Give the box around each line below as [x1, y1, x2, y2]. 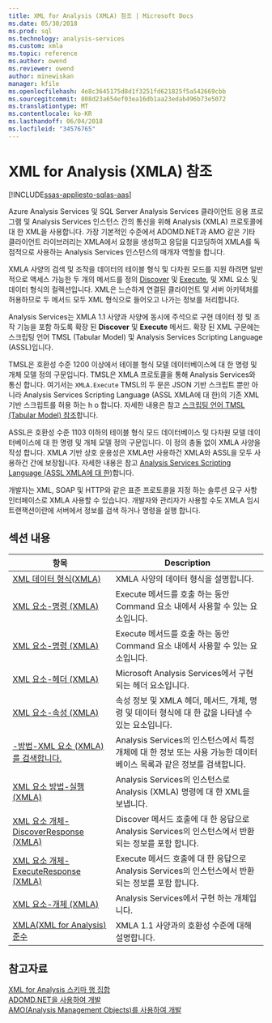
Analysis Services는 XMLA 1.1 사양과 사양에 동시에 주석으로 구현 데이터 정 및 [8, 311, 253, 321]
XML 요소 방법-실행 [12, 781, 85, 792]
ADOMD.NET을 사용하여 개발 [8, 995, 101, 1005]
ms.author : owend [8, 58, 67, 66]
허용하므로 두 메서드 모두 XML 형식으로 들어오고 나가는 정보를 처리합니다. [8, 294, 240, 304]
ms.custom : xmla [8, 42, 63, 50]
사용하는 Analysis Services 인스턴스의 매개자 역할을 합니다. [36, 246, 225, 256]
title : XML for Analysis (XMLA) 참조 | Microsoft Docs [8, 11, 194, 20]
